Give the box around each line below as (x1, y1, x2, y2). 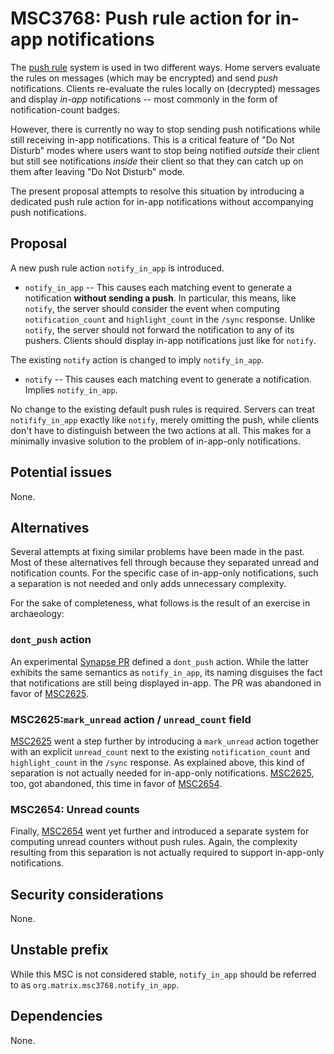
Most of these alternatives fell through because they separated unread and (10, 557, 320, 569)
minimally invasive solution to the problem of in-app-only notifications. (10, 435, 302, 447)
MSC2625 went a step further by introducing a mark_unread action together (10, 735, 320, 747)
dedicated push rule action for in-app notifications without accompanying (10, 195, 314, 207)
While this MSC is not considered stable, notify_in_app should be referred (10, 968, 317, 980)
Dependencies (10, 1008, 103, 1025)
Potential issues (10, 464, 113, 481)
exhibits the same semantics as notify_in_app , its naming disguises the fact (10, 666, 323, 678)
